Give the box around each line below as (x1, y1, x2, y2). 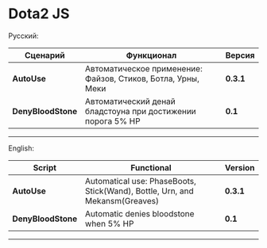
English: (8, 143, 34, 153)
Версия (225, 49, 255, 60)
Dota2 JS (8, 5, 70, 23)
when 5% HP (84, 218, 134, 229)
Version (224, 162, 255, 173)
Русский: (8, 31, 39, 40)
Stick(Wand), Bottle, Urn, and (84, 185, 194, 196)
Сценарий (24, 49, 65, 60)
